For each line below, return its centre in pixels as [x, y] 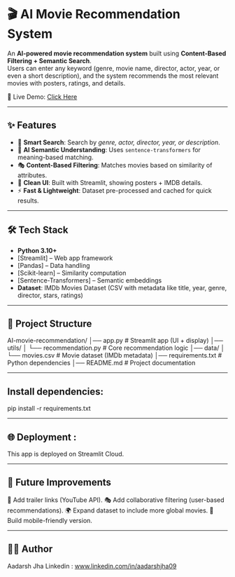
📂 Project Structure [50, 324]
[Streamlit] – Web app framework [65, 258]
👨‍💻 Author [30, 549]
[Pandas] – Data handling [54, 265]
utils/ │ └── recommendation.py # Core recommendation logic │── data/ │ [116, 348]
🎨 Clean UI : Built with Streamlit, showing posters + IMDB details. [110, 182]
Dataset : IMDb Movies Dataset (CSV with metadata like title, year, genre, [122, 287]
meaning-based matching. [55, 157]
